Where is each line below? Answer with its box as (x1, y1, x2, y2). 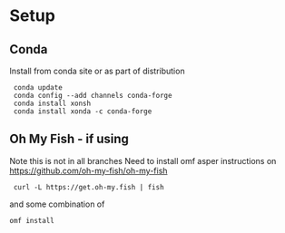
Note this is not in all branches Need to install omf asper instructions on (9, 155, 277, 166)
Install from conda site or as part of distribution (9, 65, 185, 76)
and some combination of (9, 199, 105, 209)
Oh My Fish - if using (9, 131, 130, 147)
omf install (9, 216, 54, 225)
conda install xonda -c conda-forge (13, 107, 152, 116)
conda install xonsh (13, 99, 92, 108)
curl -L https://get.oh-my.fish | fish (13, 182, 165, 191)
